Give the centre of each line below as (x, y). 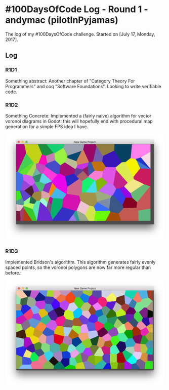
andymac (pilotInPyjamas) (62, 20)
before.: (13, 273)
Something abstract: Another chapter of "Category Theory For (70, 81)
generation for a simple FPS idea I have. (47, 126)
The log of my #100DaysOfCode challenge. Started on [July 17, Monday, (80, 34)
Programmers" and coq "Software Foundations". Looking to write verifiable (83, 86)
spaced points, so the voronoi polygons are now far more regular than (78, 267)
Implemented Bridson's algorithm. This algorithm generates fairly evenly (80, 262)
